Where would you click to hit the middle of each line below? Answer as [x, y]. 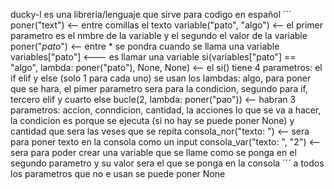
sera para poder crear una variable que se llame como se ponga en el [153, 152]
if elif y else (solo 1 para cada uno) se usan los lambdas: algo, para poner [161, 78]
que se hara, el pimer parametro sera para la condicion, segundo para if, [159, 88]
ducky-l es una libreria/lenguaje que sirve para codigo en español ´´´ [151, 14]
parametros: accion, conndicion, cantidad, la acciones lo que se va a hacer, [166, 110]
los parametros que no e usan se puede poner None [118, 173]
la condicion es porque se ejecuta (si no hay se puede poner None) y [152, 120]
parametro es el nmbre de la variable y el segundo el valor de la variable [159, 35]
